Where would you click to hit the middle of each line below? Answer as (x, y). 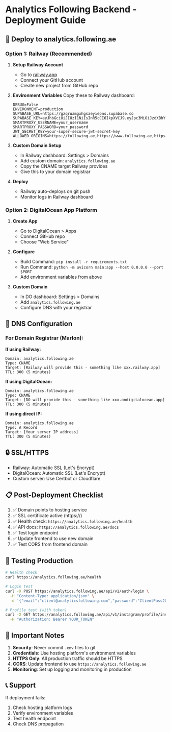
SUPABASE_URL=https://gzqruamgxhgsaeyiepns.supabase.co (73, 113)
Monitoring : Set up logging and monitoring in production (72, 669)
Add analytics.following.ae (50, 302)
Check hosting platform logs (42, 707)
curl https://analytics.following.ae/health (53, 577)
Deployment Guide (46, 20)
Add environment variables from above (61, 277)
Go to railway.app (39, 75)
